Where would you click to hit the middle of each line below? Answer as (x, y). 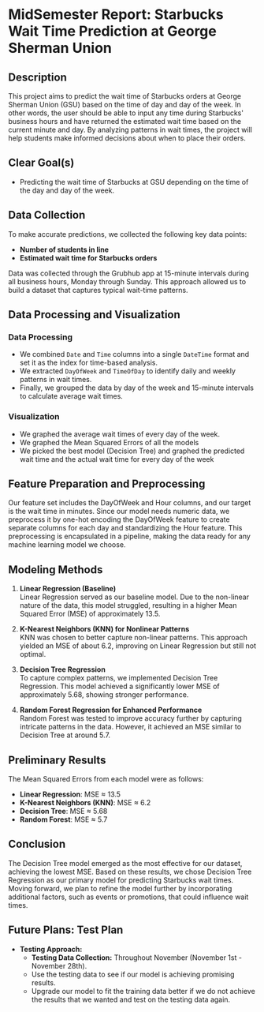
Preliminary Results (57, 760)
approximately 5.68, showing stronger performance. (104, 695)
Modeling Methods (56, 570)
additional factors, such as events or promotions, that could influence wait (128, 897)
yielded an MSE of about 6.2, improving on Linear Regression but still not (138, 646)
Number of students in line (64, 249)
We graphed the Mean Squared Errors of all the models (109, 442)
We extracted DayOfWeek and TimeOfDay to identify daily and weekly (128, 371)
